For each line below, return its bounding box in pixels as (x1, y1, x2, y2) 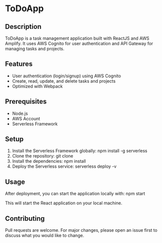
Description (5, 22, 41, 31)
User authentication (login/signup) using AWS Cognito (12, 73, 121, 79)
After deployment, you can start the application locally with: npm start (5, 191, 145, 197)
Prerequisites (5, 97, 47, 106)
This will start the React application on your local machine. (5, 200, 122, 206)
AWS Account (12, 115, 40, 121)
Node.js (12, 110, 28, 116)
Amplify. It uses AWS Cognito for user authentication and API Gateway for (5, 41, 153, 46)
